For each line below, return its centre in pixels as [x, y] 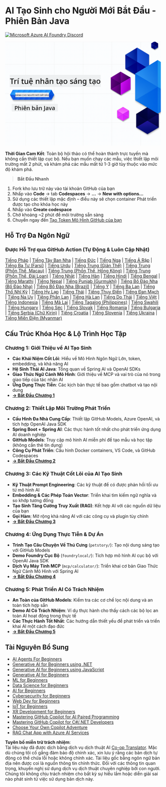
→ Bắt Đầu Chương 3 [34, 521]
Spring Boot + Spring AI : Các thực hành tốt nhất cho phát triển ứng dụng [86, 429]
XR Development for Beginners [44, 711]
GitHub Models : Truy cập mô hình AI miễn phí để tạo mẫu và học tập [82, 440]
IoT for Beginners [30, 706]
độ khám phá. [19, 169]
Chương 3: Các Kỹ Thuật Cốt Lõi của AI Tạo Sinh [64, 474]
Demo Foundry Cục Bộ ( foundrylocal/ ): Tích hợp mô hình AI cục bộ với [85, 555]
